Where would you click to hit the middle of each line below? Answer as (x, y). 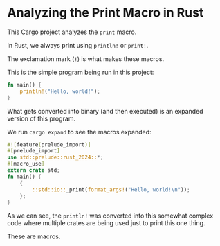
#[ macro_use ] (26, 164)
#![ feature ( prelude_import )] (49, 144)
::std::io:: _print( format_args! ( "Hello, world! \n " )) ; (111, 190)
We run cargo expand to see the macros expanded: (79, 132)
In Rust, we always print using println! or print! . (78, 45)
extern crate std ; (34, 170)
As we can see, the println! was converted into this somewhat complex (110, 216)
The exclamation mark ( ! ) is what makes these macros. (86, 59)
